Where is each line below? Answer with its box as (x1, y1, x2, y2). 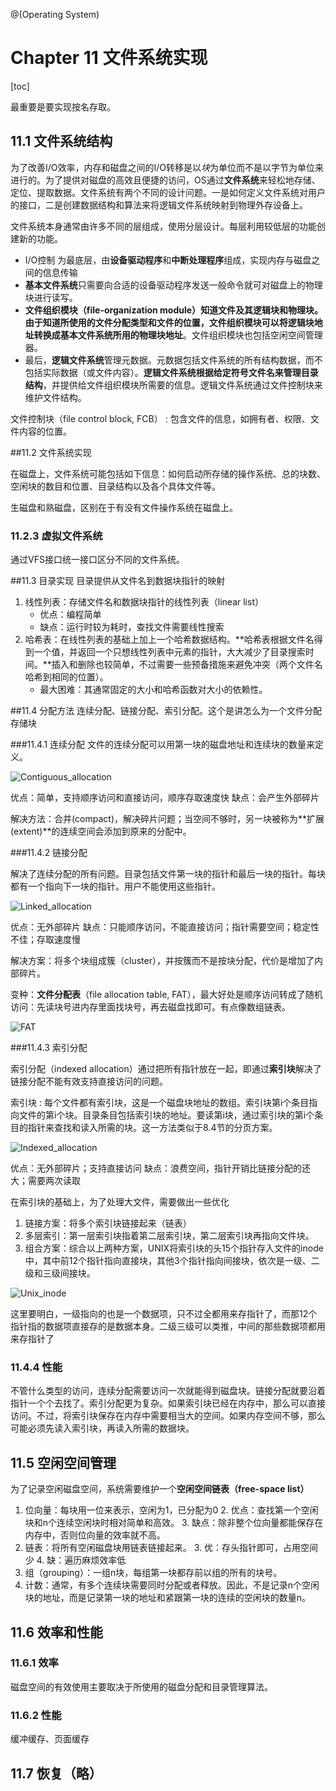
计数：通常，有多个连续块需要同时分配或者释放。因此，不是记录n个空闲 (24, 1579, 320, 1591)
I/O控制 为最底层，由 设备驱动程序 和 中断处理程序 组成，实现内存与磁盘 (24, 254, 312, 266)
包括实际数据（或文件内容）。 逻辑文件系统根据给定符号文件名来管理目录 (24, 366, 319, 378)
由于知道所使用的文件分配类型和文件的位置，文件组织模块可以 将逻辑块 (24, 316, 315, 328)
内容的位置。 (18, 425, 72, 437)
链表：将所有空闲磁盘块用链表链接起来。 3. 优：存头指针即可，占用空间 (24, 1542, 319, 1554)
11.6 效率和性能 (10, 1624, 104, 1641)
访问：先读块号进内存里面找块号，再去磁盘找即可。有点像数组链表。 (10, 1001, 291, 1013)
